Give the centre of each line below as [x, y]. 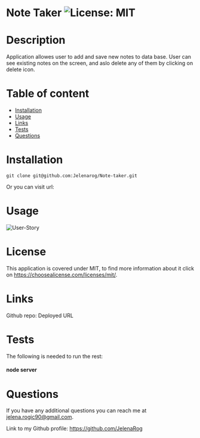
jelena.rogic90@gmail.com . [40, 417]
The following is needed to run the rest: [55, 356]
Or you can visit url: [30, 187]
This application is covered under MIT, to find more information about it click [100, 268]
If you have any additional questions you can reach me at [76, 410]
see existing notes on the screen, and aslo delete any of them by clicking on [100, 63]
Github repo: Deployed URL [40, 315]
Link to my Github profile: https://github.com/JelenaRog [75, 428]
